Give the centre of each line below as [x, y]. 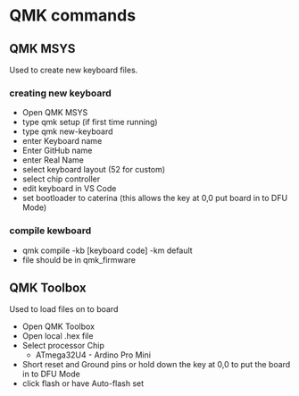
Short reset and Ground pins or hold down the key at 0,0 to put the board [156, 365]
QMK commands [73, 16]
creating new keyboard [60, 93]
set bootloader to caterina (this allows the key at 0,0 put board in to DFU [155, 198]
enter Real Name [53, 160]
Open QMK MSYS [55, 113]
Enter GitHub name [57, 151]
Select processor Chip [63, 346]
